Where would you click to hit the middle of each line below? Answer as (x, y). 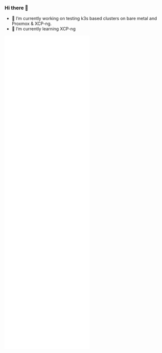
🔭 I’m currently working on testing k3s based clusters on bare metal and (84, 19)
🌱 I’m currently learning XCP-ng (44, 29)
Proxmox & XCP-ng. (32, 24)
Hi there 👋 (17, 8)
